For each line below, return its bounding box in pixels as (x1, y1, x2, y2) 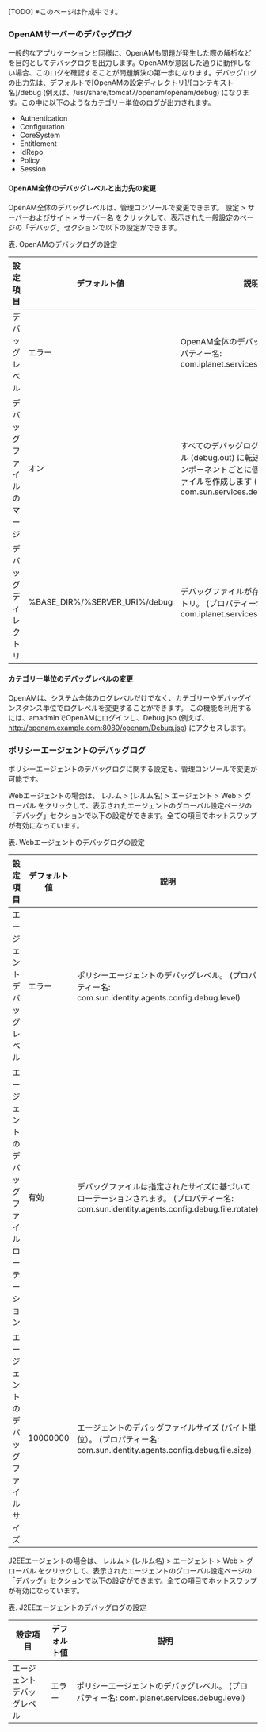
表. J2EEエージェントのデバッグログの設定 (8, 1603, 147, 1612)
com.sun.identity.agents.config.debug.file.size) (77, 1445, 252, 1455)
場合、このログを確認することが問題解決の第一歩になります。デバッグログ (14, 68, 257, 78)
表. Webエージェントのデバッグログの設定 (8, 838, 145, 847)
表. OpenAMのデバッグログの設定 (8, 239, 117, 248)
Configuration (19, 122, 65, 132)
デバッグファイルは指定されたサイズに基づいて (77, 1181, 252, 1192)
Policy (19, 156, 40, 165)
